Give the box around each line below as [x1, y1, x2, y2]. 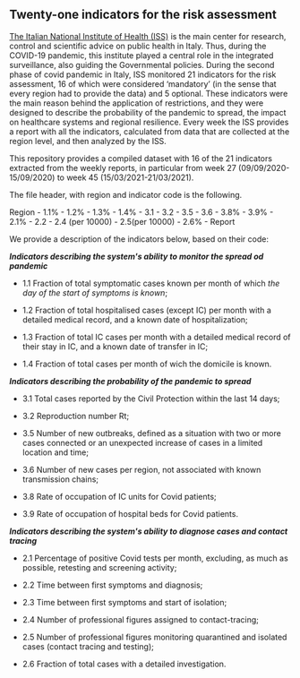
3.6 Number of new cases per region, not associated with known [21, 464, 261, 475]
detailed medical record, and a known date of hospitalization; [21, 313, 248, 325]
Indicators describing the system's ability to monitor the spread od [9, 251, 264, 262]
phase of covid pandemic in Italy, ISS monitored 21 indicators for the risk [9, 69, 277, 80]
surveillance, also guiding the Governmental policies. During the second [9, 59, 275, 70]
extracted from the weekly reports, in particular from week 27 [9, 162, 237, 173]
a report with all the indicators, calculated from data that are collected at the [9, 125, 290, 137]
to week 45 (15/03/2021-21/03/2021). [56, 172, 194, 183]
